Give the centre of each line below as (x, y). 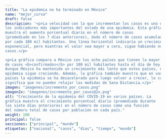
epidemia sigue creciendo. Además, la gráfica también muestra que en (79, 74)
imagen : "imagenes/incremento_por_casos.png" (53, 87)
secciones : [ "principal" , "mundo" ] (42, 124)
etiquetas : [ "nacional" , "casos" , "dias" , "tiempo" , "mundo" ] (70, 129)
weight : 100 (17, 115)
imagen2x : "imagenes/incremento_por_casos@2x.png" (58, 92)
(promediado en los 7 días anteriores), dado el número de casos (74, 37)
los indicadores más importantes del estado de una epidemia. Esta (76, 28)
